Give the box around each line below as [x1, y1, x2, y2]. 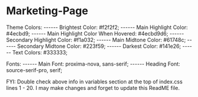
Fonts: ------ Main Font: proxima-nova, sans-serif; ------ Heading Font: [6, 60, 181, 67]
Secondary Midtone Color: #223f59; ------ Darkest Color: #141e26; [17, 43, 181, 50]
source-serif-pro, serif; [6, 66, 63, 73]
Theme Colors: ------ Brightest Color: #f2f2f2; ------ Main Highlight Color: [6, 24, 188, 31]
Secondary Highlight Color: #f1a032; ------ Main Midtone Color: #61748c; [6, 36, 186, 43]
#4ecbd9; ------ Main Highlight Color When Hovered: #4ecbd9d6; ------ [6, 30, 184, 37]
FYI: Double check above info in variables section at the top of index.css [6, 78, 183, 85]
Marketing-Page [6, 4, 88, 18]
